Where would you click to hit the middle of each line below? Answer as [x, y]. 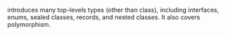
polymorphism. [29, 24]
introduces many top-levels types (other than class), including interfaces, [113, 10]
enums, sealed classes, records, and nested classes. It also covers [104, 17]
